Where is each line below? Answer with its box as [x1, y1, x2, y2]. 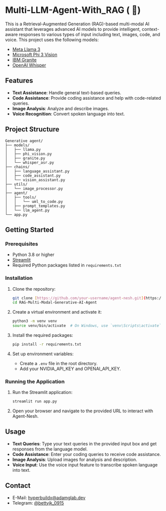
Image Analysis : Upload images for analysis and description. [12, 456, 137, 462]
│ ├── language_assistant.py [5, 169, 70, 174]
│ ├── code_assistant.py [5, 173, 61, 178]
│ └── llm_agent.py [5, 208, 50, 213]
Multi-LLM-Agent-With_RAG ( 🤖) [5, 4, 141, 16]
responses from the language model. [12, 446, 88, 452]
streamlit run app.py [12, 399, 57, 404]
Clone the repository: [12, 286, 56, 292]
